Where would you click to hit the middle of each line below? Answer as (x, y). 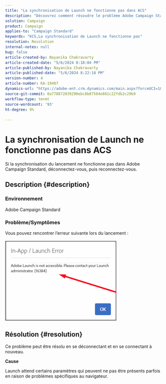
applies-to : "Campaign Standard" (40, 31)
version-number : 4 (24, 78)
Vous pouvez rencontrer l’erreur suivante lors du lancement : (67, 233)
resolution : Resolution (30, 42)
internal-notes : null (27, 47)
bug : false (16, 52)
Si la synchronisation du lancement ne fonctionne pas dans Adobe (73, 164)
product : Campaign (24, 26)
